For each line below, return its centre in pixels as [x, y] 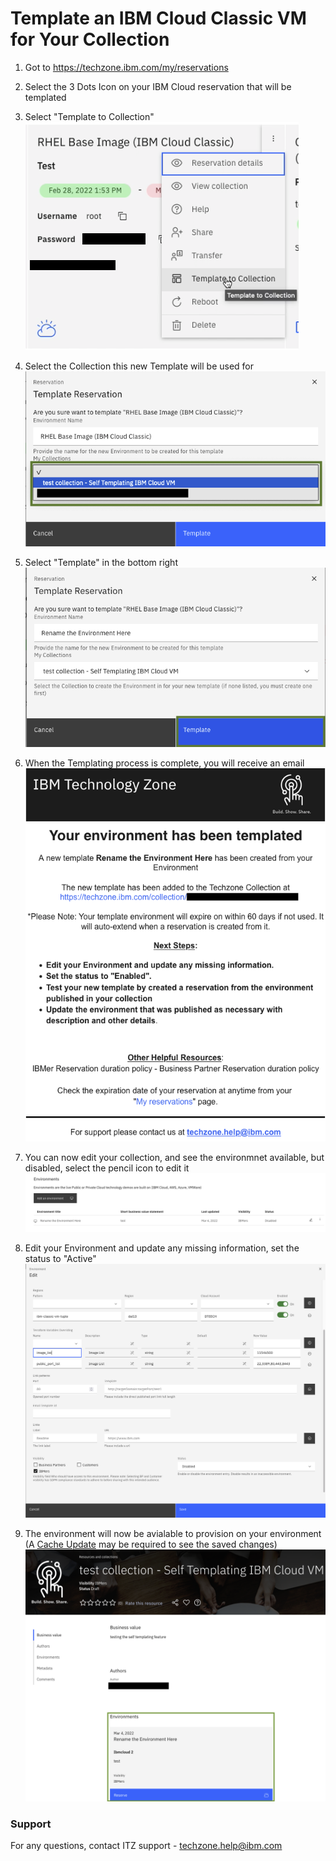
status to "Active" [60, 1258]
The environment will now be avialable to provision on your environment [173, 1534]
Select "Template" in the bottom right [101, 563]
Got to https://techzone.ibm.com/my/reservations [126, 67]
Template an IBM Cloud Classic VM [158, 18]
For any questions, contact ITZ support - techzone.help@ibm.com [146, 1846]
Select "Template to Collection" [89, 116]
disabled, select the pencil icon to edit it [107, 1168]
